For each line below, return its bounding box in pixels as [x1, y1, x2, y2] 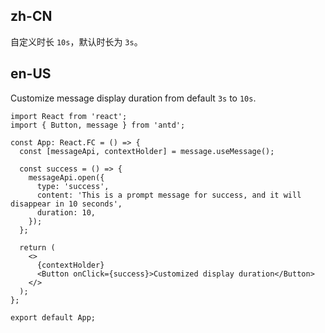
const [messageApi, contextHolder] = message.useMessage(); [19, 146, 275, 156]
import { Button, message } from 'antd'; [10, 120, 186, 130]
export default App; [10, 312, 97, 323]
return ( [19, 242, 56, 253]
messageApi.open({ [28, 172, 105, 183]
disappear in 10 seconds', [10, 199, 123, 209]
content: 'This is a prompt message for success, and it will [36, 190, 302, 200]
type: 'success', [36, 181, 110, 191]
